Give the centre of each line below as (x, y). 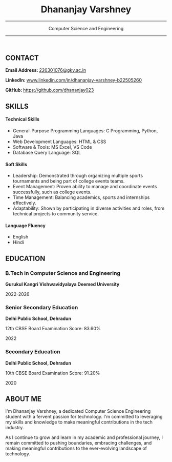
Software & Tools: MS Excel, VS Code (52, 147)
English (20, 237)
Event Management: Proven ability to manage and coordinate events (85, 187)
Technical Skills (23, 119)
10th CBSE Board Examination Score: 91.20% (53, 373)
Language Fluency (26, 225)
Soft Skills (16, 164)
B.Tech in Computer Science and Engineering (63, 273)
